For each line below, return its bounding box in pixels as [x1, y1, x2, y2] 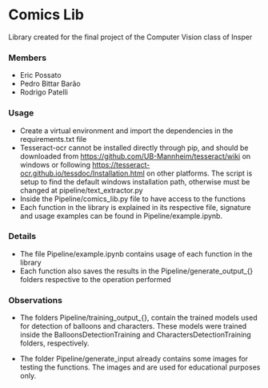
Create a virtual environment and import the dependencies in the [19, 126, 234, 135]
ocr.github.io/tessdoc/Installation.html [19, 168, 146, 178]
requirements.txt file [19, 134, 87, 143]
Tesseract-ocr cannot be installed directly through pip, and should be [19, 143, 249, 152]
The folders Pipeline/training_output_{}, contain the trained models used [19, 313, 258, 322]
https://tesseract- [91, 160, 150, 169]
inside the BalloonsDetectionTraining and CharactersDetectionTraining [19, 330, 252, 340]
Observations [8, 294, 62, 305]
